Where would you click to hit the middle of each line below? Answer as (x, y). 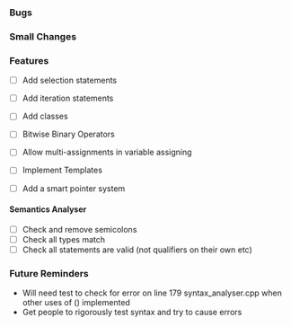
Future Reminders (49, 273)
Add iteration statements (68, 98)
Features (29, 60)
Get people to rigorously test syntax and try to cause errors (132, 313)
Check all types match (64, 239)
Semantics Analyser (48, 209)
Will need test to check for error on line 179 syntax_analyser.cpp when (152, 293)
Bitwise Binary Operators (68, 134)
